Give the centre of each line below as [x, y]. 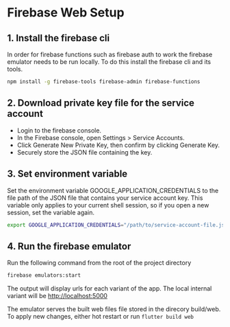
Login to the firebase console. [59, 130]
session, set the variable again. [51, 212]
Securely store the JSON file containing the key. [85, 152]
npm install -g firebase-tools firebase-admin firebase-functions [104, 82]
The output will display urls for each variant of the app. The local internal [110, 289]
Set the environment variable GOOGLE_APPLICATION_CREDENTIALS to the [113, 190]
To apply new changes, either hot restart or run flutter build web [100, 317]
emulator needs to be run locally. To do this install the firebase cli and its [109, 62]
